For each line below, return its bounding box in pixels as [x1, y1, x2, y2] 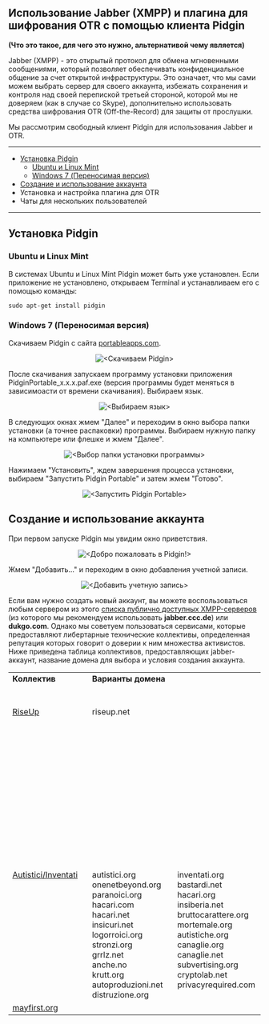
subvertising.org [177, 959, 239, 970]
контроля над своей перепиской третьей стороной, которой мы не [8, 90, 239, 99]
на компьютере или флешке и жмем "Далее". [8, 434, 164, 443]
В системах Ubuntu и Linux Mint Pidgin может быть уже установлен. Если [8, 269, 259, 278]
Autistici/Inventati [12, 869, 78, 880]
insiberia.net [177, 899, 224, 910]
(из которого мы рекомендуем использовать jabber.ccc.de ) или [8, 612, 229, 622]
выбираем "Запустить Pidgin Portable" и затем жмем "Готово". [8, 474, 223, 483]
